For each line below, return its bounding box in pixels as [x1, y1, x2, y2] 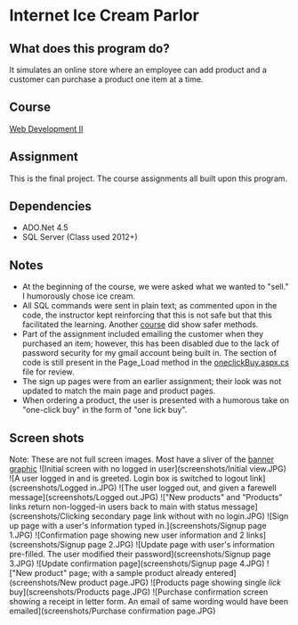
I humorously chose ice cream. [21, 291, 136, 301]
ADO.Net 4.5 [21, 222, 68, 233]
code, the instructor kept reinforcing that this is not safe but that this [21, 309, 273, 321]
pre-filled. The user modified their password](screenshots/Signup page [9, 549, 271, 560]
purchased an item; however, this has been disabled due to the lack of [21, 338, 280, 349]
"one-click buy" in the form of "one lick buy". [21, 405, 188, 415]
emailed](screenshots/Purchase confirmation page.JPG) [9, 605, 216, 616]
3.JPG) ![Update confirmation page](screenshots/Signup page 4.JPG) [9, 558, 265, 569]
